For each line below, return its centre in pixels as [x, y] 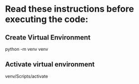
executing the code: [47, 19]
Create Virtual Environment [48, 37]
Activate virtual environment [50, 64]
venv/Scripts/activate [27, 76]
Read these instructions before [69, 9]
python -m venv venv [27, 49]
